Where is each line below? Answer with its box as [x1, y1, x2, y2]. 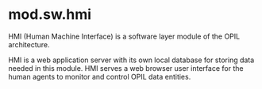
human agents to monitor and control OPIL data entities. [8, 72, 191, 81]
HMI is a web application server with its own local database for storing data [8, 55, 255, 65]
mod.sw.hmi [8, 6, 92, 24]
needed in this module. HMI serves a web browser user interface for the [8, 63, 244, 72]
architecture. [8, 39, 50, 49]
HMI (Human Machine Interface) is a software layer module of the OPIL [8, 32, 241, 41]
